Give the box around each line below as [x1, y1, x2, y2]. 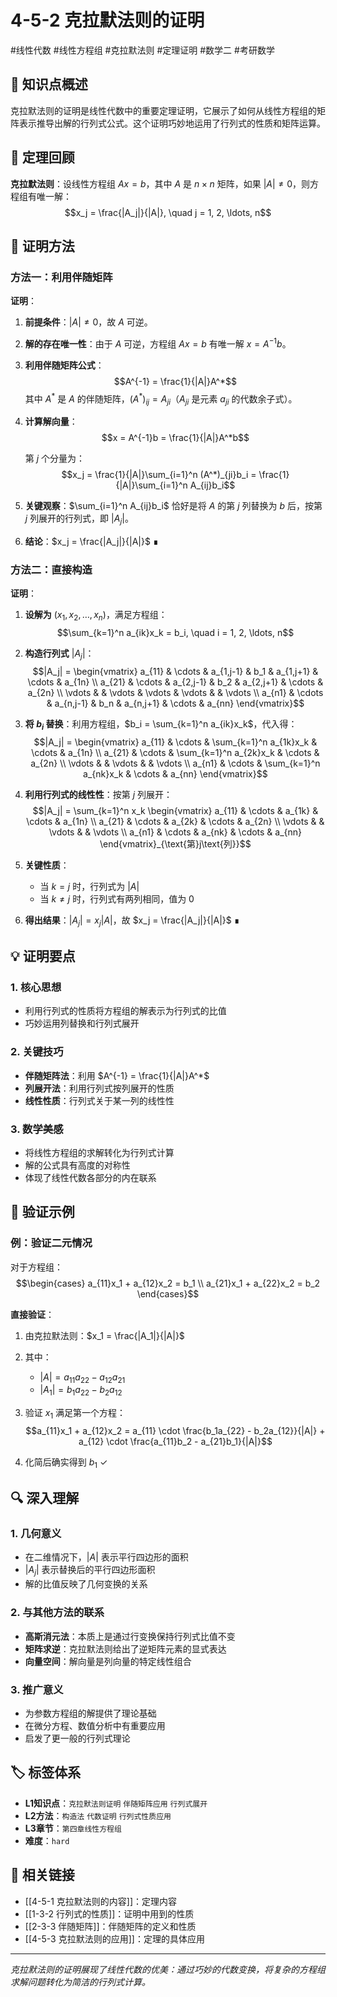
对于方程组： [10, 1261, 63, 1273]
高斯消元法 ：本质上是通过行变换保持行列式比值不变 [24, 1630, 236, 1642]
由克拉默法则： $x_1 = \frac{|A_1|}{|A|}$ [24, 1329, 185, 1341]
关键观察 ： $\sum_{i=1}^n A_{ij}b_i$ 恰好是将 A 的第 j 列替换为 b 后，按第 [24, 500, 323, 512]
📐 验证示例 [10, 1204, 75, 1221]
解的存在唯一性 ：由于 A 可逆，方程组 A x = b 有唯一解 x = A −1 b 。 [24, 336, 292, 350]
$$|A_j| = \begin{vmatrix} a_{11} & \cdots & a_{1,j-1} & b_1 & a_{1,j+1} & [32, 666, 319, 678]
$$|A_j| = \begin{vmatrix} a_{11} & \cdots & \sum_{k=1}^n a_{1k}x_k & [33, 736, 318, 748]
